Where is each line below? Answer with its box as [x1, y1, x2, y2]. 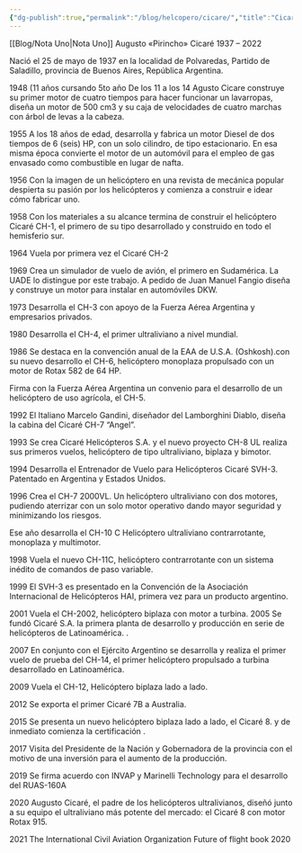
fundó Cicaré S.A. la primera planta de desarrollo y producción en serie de [9, 617, 285, 628]
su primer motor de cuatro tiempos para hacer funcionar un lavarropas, [9, 92, 273, 103]
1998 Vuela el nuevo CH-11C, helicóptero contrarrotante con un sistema [9, 554, 274, 565]
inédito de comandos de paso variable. [9, 563, 154, 574]
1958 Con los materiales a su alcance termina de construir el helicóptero [9, 211, 277, 221]
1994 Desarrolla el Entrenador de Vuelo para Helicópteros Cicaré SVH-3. [9, 463, 279, 474]
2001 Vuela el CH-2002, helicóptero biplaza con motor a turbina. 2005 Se [9, 608, 282, 619]
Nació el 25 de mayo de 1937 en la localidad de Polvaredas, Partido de [9, 55, 271, 66]
